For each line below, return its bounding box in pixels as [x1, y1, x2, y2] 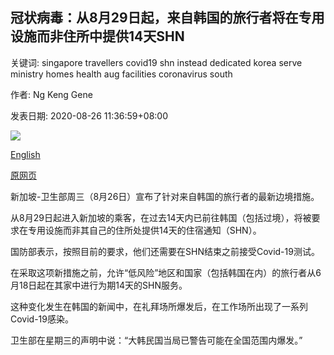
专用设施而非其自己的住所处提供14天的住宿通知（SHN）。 [27, 224, 262, 236]
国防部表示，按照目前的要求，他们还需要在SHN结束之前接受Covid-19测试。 [10, 245, 320, 257]
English [10, 148, 41, 160]
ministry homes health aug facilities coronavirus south [10, 68, 233, 80]
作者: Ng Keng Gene [10, 88, 93, 100]
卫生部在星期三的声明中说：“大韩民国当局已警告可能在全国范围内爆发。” [10, 334, 303, 346]
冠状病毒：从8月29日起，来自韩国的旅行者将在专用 [10, 9, 325, 27]
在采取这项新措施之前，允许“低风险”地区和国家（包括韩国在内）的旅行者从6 [10, 266, 322, 278]
